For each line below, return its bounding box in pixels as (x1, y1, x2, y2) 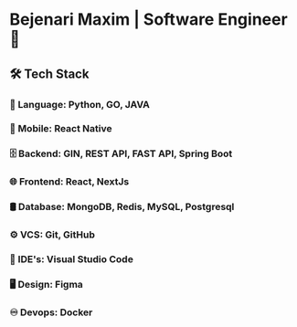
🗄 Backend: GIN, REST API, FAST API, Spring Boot (9, 147, 233, 160)
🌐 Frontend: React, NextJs (9, 175, 130, 188)
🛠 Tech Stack (9, 66, 90, 81)
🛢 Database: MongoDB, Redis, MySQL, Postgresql (9, 201, 235, 214)
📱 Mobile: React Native (9, 122, 112, 135)
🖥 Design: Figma (9, 278, 84, 290)
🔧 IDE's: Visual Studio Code (9, 253, 134, 266)
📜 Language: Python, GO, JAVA (9, 98, 151, 111)
